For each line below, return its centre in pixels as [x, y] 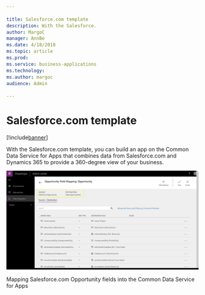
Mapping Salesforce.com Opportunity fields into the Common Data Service [101, 279]
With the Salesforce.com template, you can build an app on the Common [98, 150]
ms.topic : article [30, 52]
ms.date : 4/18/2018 [31, 45]
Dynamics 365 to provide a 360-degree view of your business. [85, 162]
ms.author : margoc [30, 77]
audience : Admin [27, 83]
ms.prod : [17, 58]
